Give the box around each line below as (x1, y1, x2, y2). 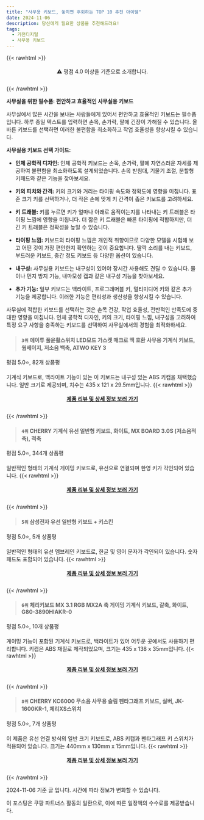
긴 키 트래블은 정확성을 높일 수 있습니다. (15, 223, 110, 231)
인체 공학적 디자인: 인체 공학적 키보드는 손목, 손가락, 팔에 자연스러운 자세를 (15, 159, 192, 167)
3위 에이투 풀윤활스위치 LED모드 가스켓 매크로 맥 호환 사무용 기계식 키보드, (21, 336, 195, 344)
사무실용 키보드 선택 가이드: (6, 147, 71, 153)
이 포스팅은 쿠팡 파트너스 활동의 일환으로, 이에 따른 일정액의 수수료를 (6, 799, 169, 807)
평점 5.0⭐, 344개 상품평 (6, 449, 64, 457)
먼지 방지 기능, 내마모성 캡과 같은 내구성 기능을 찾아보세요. (26, 272, 165, 280)
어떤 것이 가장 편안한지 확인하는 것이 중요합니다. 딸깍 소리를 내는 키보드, (21, 244, 192, 251)
